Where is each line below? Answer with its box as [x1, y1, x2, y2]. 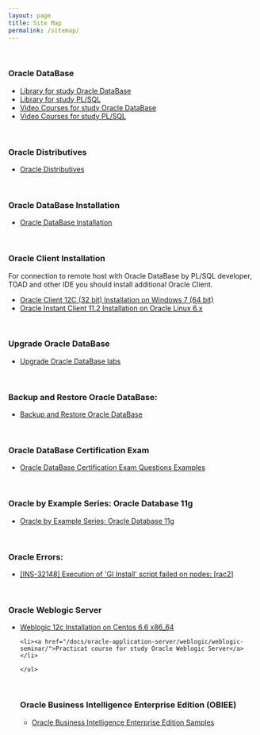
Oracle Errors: [8, 551, 63, 562]
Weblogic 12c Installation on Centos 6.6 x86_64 [19, 622, 174, 632]
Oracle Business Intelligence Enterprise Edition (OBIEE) [19, 699, 237, 710]
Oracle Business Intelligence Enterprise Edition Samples [31, 718, 215, 727]
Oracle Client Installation [8, 253, 105, 264]
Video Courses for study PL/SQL [19, 111, 127, 121]
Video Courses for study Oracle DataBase [19, 102, 157, 112]
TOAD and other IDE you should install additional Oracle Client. [8, 279, 213, 289]
